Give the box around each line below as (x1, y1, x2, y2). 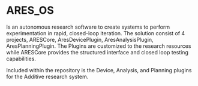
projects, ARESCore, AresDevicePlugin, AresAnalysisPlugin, (6, 36, 154, 43)
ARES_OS (6, 4, 54, 17)
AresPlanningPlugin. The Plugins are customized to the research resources (6, 42, 191, 50)
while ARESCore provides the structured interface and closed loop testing (6, 48, 189, 56)
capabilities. (6, 55, 36, 62)
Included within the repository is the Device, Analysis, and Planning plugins (6, 66, 192, 73)
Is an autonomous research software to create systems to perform (6, 23, 170, 30)
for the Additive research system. (6, 73, 89, 80)
